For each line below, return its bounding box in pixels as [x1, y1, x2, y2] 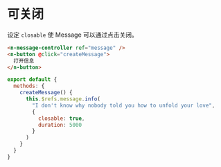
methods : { [13, 82, 45, 90]
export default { [7, 76, 58, 83]
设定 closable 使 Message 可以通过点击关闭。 [7, 30, 139, 39]
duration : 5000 [37, 121, 82, 128]
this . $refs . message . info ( [25, 96, 100, 103]
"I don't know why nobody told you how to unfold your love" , [32, 102, 215, 109]
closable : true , [37, 115, 85, 122]
